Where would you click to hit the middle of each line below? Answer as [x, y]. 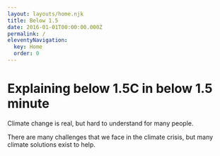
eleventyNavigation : [38, 40]
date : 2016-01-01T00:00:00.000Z [55, 27]
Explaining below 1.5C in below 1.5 [110, 89]
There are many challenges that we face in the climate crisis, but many [110, 137]
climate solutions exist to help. [51, 144]
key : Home [28, 47]
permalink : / [27, 34]
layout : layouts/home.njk [45, 14]
